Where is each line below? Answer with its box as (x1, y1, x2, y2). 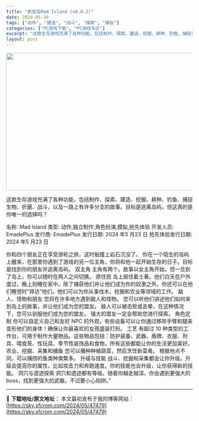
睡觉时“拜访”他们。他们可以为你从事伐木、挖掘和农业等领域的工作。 (11, 288, 177, 295)
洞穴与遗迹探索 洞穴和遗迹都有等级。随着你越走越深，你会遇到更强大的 (17, 369, 191, 376)
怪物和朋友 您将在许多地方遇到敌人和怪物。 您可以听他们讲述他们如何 (16, 295, 185, 302)
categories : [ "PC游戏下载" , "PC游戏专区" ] (6, 25, 105, 31)
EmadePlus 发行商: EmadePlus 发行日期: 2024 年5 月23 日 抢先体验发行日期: (6, 231, 192, 238)
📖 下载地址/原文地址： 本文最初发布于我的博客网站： (6, 395, 134, 402)
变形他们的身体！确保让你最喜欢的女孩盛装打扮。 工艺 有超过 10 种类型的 (6, 325, 184, 332)
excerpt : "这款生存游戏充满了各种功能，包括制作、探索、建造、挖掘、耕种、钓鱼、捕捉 (6, 31, 191, 37)
